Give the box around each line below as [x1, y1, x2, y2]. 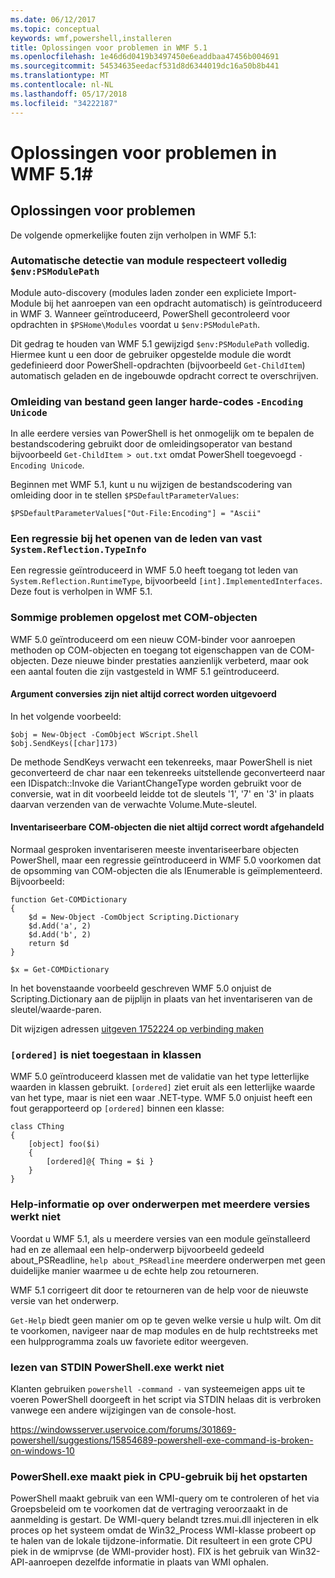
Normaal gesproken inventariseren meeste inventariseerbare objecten [10, 844, 300, 856]
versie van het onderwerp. [10, 1294, 119, 1306]
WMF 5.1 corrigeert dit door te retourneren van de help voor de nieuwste [10, 1284, 309, 1296]
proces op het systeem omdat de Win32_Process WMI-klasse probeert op [10, 1524, 317, 1536]
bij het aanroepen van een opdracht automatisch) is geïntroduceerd [43, 297, 323, 309]
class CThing [10, 1122, 65, 1132]
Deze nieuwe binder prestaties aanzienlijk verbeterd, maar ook [51, 654, 309, 666]
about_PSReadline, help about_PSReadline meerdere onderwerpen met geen [10, 1254, 326, 1266]
